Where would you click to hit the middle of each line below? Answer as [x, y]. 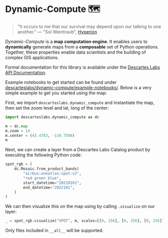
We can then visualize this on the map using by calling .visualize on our [80, 206]
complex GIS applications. [32, 57]
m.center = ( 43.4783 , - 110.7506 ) [40, 135]
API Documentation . [26, 72]
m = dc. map [16, 126]
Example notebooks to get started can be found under [61, 82]
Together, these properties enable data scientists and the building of [75, 52]
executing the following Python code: [43, 155]
